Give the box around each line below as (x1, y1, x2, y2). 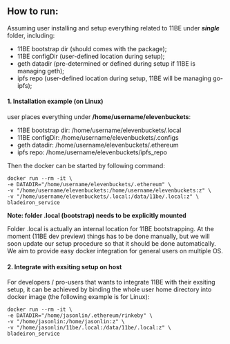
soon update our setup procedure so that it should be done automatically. (7, 239, 216, 248)
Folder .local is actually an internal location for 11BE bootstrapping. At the (7, 225, 214, 233)
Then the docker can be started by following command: (7, 162, 166, 170)
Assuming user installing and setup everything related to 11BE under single (7, 24, 220, 32)
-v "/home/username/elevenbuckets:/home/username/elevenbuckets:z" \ (7, 187, 212, 194)
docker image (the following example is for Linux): (7, 293, 150, 301)
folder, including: (7, 31, 55, 39)
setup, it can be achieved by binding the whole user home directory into (7, 285, 212, 293)
